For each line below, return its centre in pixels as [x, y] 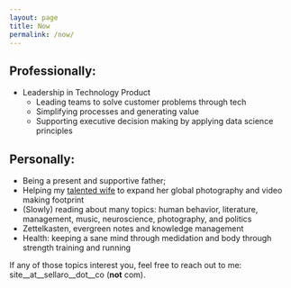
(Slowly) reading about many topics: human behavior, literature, [140, 209]
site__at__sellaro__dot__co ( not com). [77, 274]
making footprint [53, 200]
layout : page [34, 18]
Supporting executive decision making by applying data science [155, 121]
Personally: [42, 159]
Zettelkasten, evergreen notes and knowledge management [133, 229]
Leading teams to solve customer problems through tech [141, 102]
